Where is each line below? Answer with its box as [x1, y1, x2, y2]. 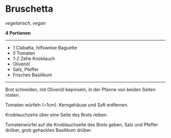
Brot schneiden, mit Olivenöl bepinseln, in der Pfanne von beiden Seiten [5, 86, 156, 93]
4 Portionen [5, 30, 31, 36]
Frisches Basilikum [12, 72, 52, 78]
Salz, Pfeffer [12, 66, 39, 72]
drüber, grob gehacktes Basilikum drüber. [5, 127, 93, 133]
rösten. [5, 91, 20, 98]
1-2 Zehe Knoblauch [12, 55, 55, 61]
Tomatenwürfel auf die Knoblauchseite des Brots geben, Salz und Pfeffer [5, 121, 158, 128]
